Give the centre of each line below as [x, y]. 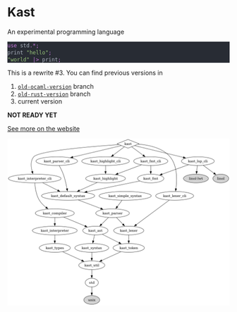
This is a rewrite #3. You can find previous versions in [85, 73]
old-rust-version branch [54, 94]
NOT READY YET [32, 115]
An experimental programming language [66, 32]
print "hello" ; [30, 52]
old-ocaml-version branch [55, 86]
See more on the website [43, 128]
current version [40, 101]
